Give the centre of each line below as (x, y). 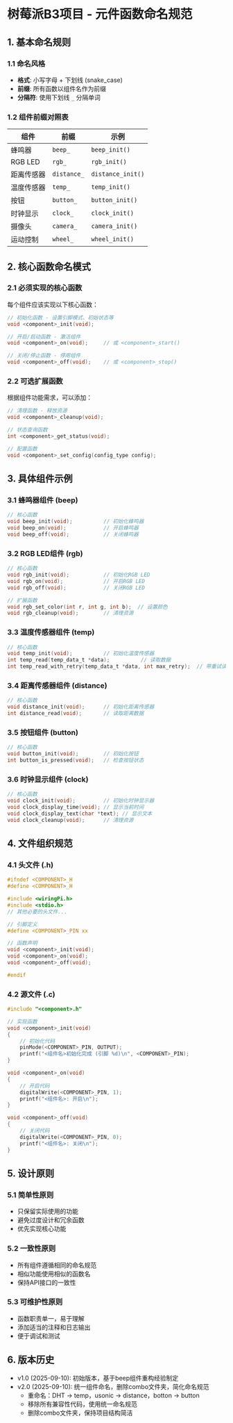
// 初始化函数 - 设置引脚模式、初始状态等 (61, 318)
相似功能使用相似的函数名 (54, 1274)
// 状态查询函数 (27, 430)
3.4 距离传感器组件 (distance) (57, 685)
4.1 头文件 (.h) (31, 864)
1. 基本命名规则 (39, 42)
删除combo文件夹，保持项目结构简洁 (80, 1413)
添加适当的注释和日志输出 (54, 1327)
